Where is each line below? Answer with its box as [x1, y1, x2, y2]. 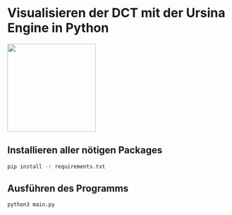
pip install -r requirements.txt [7, 163, 106, 170]
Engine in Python [7, 20, 109, 36]
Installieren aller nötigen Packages [7, 145, 163, 156]
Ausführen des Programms [7, 183, 129, 195]
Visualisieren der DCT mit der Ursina [7, 5, 226, 21]
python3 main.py [7, 201, 55, 209]
